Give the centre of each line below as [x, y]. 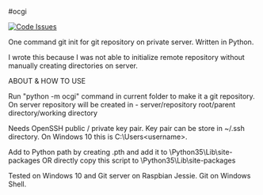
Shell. [17, 184]
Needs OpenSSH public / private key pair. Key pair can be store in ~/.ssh [127, 128]
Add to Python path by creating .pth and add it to [88, 152]
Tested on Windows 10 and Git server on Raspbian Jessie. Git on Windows [130, 176]
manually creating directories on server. [73, 66]
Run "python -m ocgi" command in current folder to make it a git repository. [131, 96]
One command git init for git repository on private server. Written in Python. [131, 42]
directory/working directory [53, 113]
